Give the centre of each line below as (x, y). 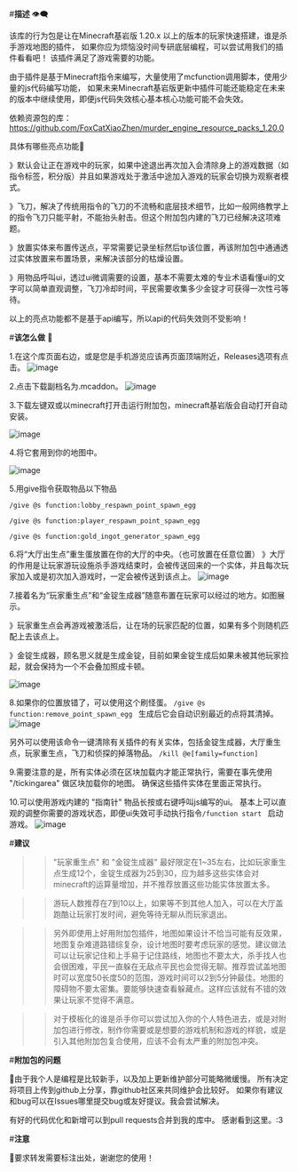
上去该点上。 (40, 636)
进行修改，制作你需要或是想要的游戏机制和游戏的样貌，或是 (177, 1030)
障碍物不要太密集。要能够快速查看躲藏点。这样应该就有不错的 (166, 989)
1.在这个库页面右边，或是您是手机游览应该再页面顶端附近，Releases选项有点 (149, 356)
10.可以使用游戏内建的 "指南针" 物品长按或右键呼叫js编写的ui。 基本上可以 (144, 802)
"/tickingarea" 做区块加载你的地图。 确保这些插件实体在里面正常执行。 (137, 783)
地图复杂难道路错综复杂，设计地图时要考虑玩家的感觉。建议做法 (169, 944)
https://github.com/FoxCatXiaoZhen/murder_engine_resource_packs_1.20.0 (147, 128)
